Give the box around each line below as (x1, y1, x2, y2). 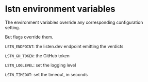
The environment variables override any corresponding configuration (5, 19, 143, 25)
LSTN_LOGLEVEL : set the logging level (5, 62, 76, 68)
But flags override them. (5, 34, 53, 40)
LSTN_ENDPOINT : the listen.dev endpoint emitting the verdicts (5, 43, 124, 49)
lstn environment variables (5, 3, 115, 15)
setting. (5, 24, 20, 30)
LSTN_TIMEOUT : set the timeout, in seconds (5, 71, 88, 77)
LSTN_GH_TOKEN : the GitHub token (5, 52, 70, 59)
